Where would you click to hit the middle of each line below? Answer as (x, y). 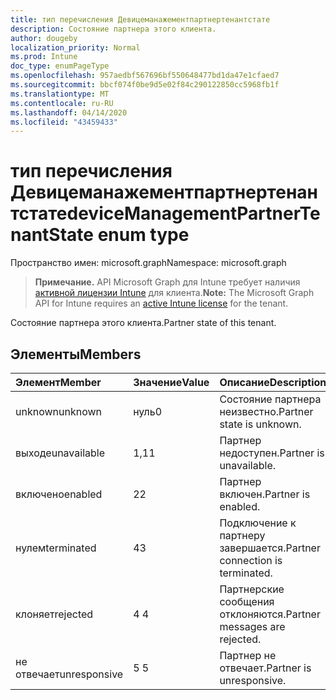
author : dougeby (44, 38)
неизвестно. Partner (266, 411)
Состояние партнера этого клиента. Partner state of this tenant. (143, 323)
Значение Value (171, 382)
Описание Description (273, 382)
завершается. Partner (270, 548)
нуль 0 (148, 411)
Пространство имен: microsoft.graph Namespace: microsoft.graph (148, 263)
